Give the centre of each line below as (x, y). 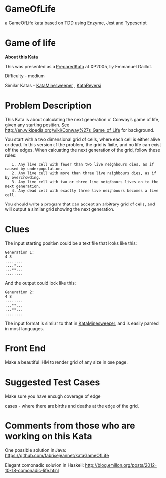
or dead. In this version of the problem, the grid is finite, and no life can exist (83, 144)
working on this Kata (49, 436)
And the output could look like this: (41, 283)
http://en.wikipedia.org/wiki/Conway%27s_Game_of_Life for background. (80, 130)
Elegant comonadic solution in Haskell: (45, 465)
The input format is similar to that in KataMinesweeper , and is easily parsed (82, 323)
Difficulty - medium (25, 76)
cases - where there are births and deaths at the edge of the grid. (72, 406)
